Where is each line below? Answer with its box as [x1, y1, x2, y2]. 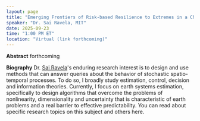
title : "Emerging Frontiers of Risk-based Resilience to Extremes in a [6, 14, 187, 20]
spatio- [170, 71, 189, 77]
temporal [6, 77, 29, 84]
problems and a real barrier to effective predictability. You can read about [6, 102, 186, 109]
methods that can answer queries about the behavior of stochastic [6, 71, 170, 77]
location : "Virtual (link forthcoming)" [6, 36, 108, 42]
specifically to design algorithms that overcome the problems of [6, 90, 163, 96]
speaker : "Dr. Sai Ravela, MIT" [6, 20, 86, 26]
